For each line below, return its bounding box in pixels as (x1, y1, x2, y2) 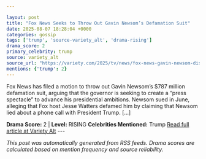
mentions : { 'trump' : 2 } (6, 66, 67, 72)
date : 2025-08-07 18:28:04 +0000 (6, 26, 92, 32)
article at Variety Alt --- (6, 127, 66, 134)
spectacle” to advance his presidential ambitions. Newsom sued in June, (6, 96, 190, 103)
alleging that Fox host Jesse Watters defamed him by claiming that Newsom (6, 102, 198, 109)
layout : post (6, 14, 40, 20)
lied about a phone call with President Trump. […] (6, 109, 131, 116)
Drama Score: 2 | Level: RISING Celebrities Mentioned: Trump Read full (6, 120, 189, 128)
